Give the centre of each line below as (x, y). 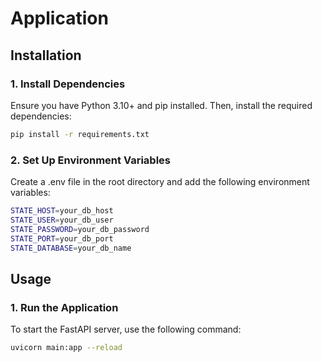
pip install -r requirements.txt (80, 134)
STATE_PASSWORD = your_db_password (80, 229)
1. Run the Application (64, 307)
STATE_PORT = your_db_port (62, 238)
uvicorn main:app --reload (66, 348)
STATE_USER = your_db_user (62, 220)
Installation (46, 55)
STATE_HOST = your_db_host (62, 211)
